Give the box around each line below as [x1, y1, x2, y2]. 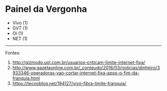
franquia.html [12, 75, 40, 81]
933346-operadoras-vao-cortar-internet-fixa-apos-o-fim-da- [12, 70, 140, 76]
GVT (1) [12, 25, 28, 31]
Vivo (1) [12, 20, 28, 26]
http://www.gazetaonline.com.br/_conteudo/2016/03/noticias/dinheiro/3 [12, 64, 160, 70]
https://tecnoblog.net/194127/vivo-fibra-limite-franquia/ [12, 80, 127, 86]
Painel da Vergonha [5, 3, 87, 15]
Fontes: [5, 49, 21, 55]
